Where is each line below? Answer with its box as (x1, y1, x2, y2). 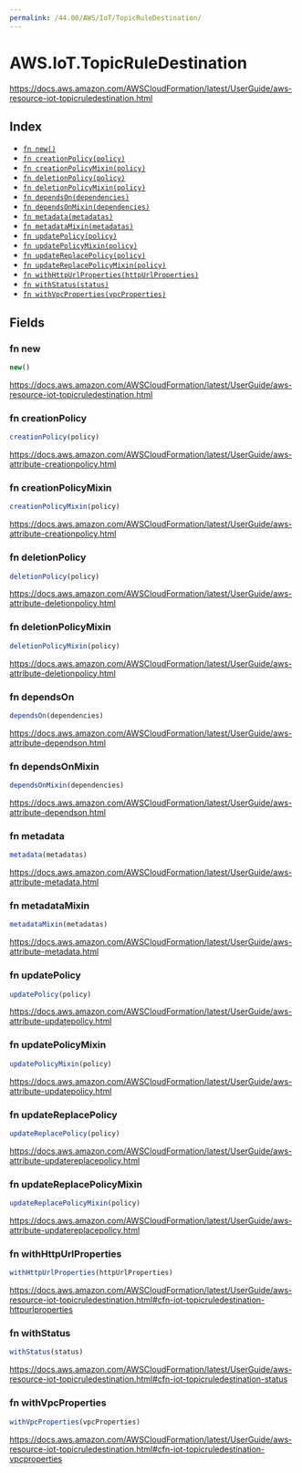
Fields (9, 315, 46, 330)
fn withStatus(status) (22, 280, 109, 290)
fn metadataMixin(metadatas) (22, 223, 134, 232)
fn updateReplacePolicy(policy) (22, 252, 146, 261)
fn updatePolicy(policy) (22, 232, 118, 242)
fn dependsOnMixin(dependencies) (22, 202, 151, 213)
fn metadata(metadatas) (22, 213, 114, 222)
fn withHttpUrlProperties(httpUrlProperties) (22, 271, 199, 280)
